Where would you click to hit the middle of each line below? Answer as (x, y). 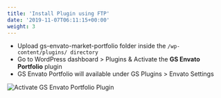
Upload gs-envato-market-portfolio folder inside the (91, 46)
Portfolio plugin (39, 67)
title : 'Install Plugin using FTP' (59, 13)
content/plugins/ (42, 52)
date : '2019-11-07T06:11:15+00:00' (59, 20)
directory (84, 52)
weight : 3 (21, 26)
